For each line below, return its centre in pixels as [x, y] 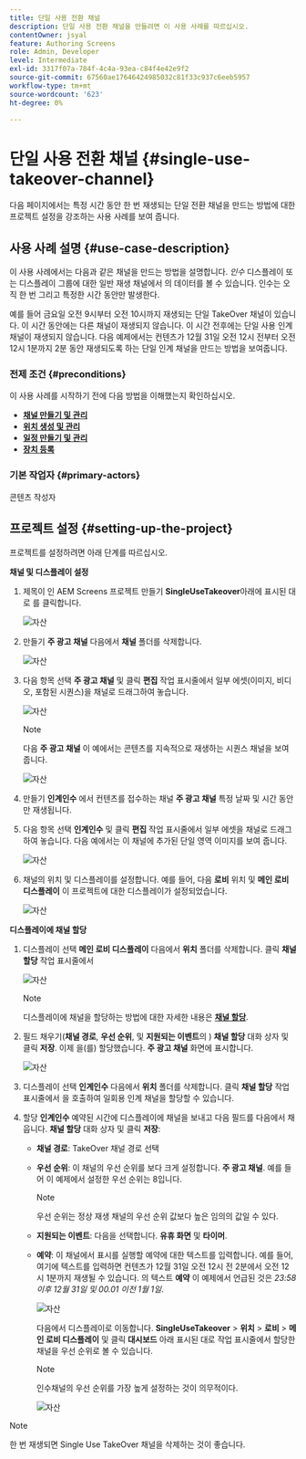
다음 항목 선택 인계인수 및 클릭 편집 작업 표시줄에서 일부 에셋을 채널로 [145, 829]
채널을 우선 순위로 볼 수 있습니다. [94, 1350]
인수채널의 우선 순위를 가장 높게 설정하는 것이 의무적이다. [137, 1388]
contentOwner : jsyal [49, 35]
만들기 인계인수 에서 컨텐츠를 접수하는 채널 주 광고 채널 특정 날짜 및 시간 [150, 798]
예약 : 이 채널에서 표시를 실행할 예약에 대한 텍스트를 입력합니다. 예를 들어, [165, 1254]
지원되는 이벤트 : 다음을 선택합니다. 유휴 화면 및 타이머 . [132, 1235]
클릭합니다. [62, 603]
